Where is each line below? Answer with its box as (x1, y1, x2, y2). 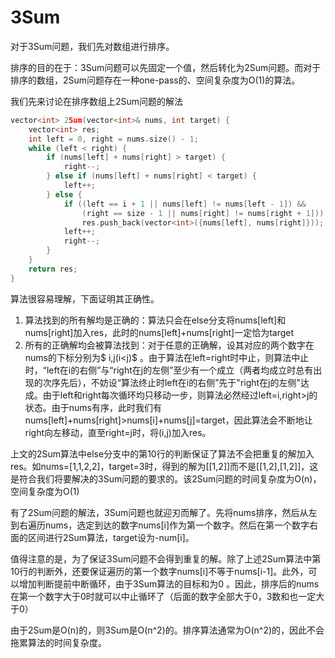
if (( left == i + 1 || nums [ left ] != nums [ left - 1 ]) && (63, 199, 307, 209)
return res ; (28, 264, 78, 274)
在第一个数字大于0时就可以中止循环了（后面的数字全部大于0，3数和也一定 (10, 590, 317, 602)
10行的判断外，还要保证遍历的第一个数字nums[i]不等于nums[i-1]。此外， (10, 565, 309, 577)
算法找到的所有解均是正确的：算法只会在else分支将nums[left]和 (24, 314, 287, 326)
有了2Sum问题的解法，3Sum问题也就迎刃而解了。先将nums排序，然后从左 (10, 506, 318, 518)
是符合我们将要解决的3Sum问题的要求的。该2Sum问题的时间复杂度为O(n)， (10, 472, 322, 485)
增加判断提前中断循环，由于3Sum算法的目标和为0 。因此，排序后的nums (18, 577, 320, 590)
